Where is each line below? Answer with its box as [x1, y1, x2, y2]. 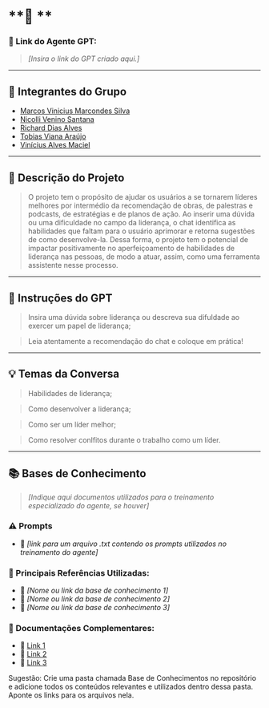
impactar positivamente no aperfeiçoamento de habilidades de [27, 244, 235, 253]
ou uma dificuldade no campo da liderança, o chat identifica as [27, 218, 236, 228]
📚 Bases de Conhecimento [8, 467, 147, 480]
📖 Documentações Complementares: [8, 623, 155, 634]
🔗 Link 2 [19, 649, 47, 659]
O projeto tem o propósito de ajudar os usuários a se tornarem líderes [27, 192, 258, 202]
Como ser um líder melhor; [27, 419, 116, 429]
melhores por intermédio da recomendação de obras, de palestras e [27, 200, 254, 211]
